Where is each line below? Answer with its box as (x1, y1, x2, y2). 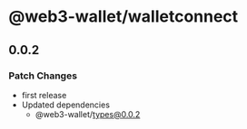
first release (21, 89, 67, 100)
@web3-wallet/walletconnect (8, 6, 239, 27)
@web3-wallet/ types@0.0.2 (35, 108, 141, 119)
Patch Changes (8, 69, 78, 82)
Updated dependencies (21, 99, 111, 110)
